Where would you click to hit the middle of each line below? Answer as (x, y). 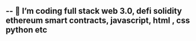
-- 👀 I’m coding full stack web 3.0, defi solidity (94, 11)
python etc (27, 30)
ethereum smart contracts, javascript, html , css (98, 21)
